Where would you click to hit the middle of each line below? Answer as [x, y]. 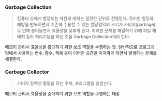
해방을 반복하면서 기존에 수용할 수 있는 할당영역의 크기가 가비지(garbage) [86, 25]
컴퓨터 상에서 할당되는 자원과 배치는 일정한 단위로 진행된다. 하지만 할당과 [85, 18]
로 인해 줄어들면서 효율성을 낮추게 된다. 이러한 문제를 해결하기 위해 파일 [84, 31]
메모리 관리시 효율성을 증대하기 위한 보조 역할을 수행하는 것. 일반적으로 [71, 47]
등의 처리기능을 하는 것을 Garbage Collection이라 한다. [78, 37]
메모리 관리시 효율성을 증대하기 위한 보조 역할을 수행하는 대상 [62, 93]
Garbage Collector [27, 72]
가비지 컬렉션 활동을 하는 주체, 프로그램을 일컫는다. [65, 83]
